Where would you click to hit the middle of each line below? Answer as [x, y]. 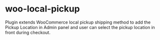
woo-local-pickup [43, 9]
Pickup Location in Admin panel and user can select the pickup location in [80, 27]
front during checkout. [28, 32]
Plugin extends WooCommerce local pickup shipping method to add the [78, 22]
